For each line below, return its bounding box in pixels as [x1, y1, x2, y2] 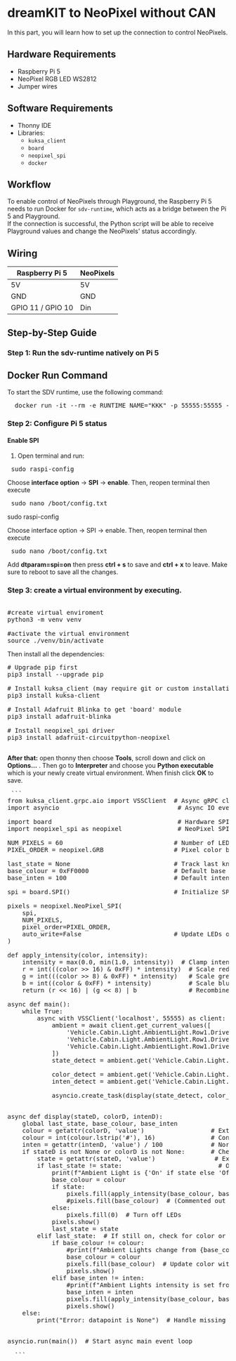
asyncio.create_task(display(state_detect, [51, 1091, 204, 1099]
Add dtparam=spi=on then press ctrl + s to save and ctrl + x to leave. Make [7, 560, 228, 569]
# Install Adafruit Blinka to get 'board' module [7, 705, 182, 713]
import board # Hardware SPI [7, 818, 230, 825]
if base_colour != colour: [51, 1239, 145, 1247]
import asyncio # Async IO [7, 804, 216, 811]
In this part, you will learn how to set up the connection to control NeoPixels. [7, 28, 228, 36]
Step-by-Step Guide [7, 326, 97, 338]
